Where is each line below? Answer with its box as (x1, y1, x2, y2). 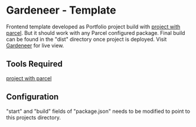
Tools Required (6, 59, 63, 69)
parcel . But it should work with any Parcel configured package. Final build (6, 29, 185, 36)
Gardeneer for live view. (6, 42, 64, 49)
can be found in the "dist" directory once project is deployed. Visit (6, 35, 167, 43)
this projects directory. (6, 113, 61, 121)
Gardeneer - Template (6, 4, 116, 17)
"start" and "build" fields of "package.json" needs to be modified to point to (6, 108, 191, 115)
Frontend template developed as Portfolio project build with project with (6, 23, 181, 30)
